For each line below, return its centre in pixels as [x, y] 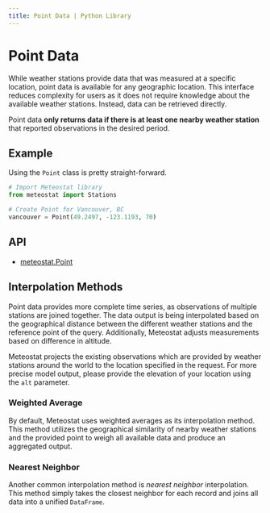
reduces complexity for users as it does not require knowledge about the [129, 95]
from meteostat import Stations [62, 195]
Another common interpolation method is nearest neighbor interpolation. [129, 485]
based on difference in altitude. [60, 340]
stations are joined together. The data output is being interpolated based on [134, 315]
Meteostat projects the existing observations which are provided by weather [135, 357]
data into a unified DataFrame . [56, 502]
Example [31, 153]
